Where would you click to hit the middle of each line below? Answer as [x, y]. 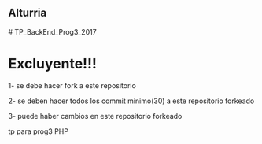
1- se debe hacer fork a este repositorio [72, 85]
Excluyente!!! [52, 64]
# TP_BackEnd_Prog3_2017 [52, 31]
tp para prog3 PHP [39, 131]
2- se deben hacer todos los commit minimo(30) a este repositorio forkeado [131, 101]
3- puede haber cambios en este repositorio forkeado [95, 116]
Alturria [28, 13]
